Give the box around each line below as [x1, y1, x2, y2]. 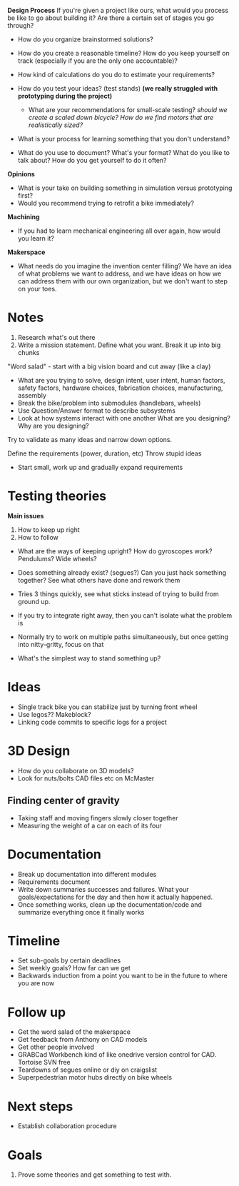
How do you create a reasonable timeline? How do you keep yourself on [17, 49, 230, 57]
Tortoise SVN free [17, 1058, 71, 1067]
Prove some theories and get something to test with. [17, 1170, 172, 1179]
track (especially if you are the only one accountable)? [17, 56, 178, 65]
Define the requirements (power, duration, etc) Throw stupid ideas [7, 449, 202, 458]
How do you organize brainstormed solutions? [17, 35, 153, 44]
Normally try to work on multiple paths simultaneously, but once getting [17, 632, 228, 641]
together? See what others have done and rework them [17, 576, 180, 584]
